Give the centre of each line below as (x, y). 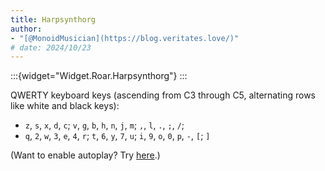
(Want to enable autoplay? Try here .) (85, 155)
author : (26, 29)
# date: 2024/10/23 (51, 47)
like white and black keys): (65, 106)
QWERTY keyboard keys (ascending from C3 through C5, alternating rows (163, 95)
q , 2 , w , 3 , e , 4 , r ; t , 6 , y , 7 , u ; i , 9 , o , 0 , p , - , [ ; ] (117, 136)
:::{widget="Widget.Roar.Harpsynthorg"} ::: (99, 76)
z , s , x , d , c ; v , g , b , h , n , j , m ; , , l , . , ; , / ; (104, 125)
